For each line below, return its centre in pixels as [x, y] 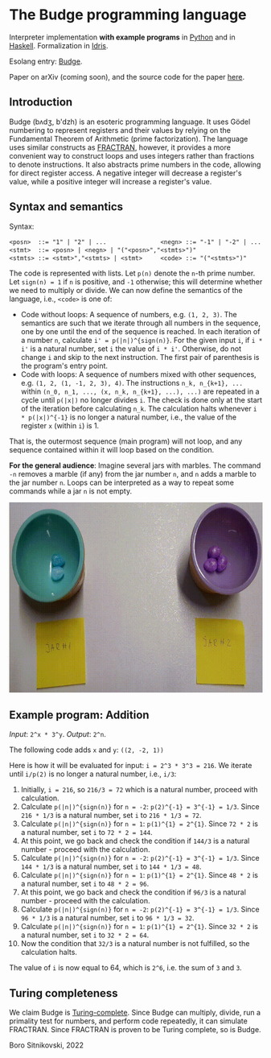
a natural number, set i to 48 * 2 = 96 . [85, 884]
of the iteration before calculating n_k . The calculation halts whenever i [139, 408]
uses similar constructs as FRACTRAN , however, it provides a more [120, 147]
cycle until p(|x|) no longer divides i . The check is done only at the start [142, 399]
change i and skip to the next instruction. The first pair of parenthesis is [140, 357]
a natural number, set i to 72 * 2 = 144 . [86, 833]
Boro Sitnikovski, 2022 [46, 1045]
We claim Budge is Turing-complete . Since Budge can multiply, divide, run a [135, 1013]
